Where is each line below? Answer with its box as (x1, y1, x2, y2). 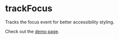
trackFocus (5, 3, 53, 14)
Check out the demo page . (5, 28, 60, 34)
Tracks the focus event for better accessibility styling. (5, 19, 115, 25)
